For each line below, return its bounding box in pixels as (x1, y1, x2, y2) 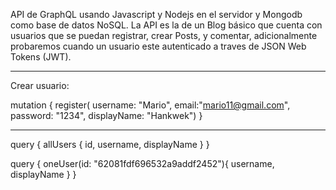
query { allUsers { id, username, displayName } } (10, 139, 210, 150)
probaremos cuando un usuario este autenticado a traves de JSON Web (10, 40, 307, 52)
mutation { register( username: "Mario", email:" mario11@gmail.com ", (10, 99, 291, 111)
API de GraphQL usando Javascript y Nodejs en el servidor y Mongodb (10, 9, 303, 20)
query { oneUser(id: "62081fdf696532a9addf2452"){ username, (10, 158, 275, 169)
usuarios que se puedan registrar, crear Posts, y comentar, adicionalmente (10, 30, 318, 41)
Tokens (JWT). (10, 51, 72, 63)
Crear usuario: (10, 80, 70, 91)
